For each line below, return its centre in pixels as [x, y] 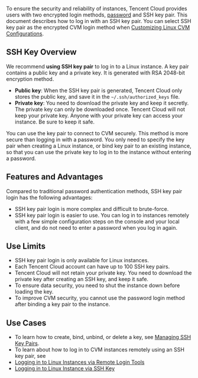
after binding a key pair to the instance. [62, 304]
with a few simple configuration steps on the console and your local [97, 221]
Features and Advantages [55, 177]
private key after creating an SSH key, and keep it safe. [82, 279]
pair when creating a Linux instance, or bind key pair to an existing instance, [99, 146]
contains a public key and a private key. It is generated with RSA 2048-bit [95, 73]
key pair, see [30, 356]
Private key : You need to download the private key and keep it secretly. [102, 103]
